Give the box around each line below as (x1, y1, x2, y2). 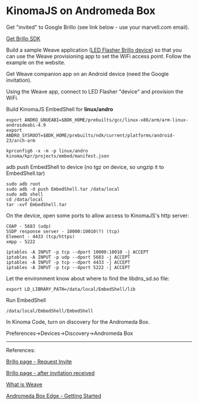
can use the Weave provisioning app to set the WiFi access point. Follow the (6, 52, 192, 59)
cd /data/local (6, 196, 44, 203)
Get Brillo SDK (6, 35, 41, 42)
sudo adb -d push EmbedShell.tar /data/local (6, 186, 120, 192)
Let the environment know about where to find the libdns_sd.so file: (6, 275, 170, 282)
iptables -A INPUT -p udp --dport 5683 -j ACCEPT (6, 254, 131, 260)
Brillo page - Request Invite (6, 358, 72, 365)
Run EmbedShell (6, 296, 46, 304)
